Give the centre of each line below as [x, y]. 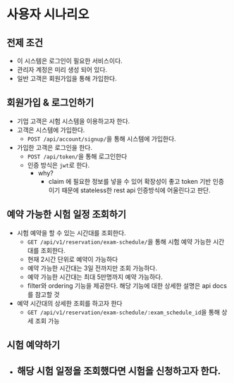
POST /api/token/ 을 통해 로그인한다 [77, 156]
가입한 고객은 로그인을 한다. [55, 147]
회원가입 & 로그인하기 [50, 103]
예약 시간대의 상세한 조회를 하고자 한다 [69, 303]
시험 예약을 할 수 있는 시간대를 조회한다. [71, 232]
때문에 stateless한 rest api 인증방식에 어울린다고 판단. [136, 190]
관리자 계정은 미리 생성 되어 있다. [62, 70]
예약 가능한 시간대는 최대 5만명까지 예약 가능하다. [95, 277]
